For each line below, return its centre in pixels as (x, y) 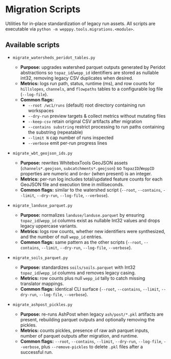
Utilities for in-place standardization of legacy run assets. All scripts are (80, 23)
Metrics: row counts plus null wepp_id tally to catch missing (83, 278)
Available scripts (32, 45)
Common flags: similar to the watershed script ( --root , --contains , (91, 190)
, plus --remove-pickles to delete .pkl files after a (91, 347)
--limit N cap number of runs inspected (71, 137)
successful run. (36, 352)
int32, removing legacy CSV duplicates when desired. (77, 78)
